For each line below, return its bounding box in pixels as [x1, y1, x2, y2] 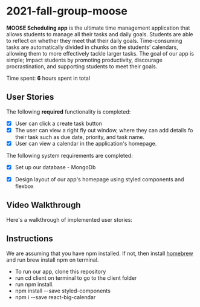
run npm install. [15, 280, 54, 288]
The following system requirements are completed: [6, 152, 133, 159]
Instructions [6, 234, 53, 244]
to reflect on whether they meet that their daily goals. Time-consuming [6, 37, 182, 44]
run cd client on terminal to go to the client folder [15, 274, 137, 282]
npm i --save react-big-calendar [15, 293, 96, 300]
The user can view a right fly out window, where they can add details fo [15, 126, 193, 134]
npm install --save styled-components [15, 287, 111, 294]
